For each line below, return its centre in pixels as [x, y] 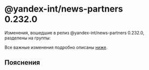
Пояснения [22, 62]
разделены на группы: [28, 38]
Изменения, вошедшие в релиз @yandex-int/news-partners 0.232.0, [74, 33]
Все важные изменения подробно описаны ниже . [56, 47]
